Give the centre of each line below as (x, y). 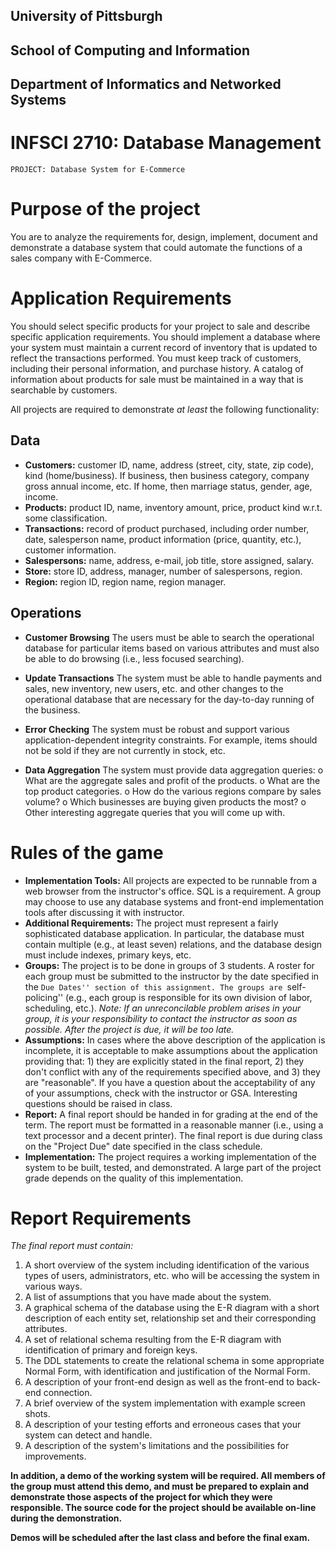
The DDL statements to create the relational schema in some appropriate (174, 1361)
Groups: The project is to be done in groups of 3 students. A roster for (169, 965)
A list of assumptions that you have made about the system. (148, 1297)
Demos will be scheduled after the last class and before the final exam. (160, 1538)
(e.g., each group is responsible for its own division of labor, (189, 997)
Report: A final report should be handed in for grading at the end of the (171, 1114)
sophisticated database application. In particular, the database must (164, 933)
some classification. (66, 518)
